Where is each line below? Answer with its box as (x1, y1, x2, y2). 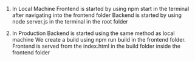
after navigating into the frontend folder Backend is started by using (12, 11, 182, 19)
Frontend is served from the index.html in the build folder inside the (12, 42, 181, 50)
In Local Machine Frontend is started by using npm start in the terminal (12, 5, 190, 12)
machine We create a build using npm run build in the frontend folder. (12, 36, 186, 43)
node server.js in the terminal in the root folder (12, 18, 129, 25)
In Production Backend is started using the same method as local (12, 30, 175, 37)
